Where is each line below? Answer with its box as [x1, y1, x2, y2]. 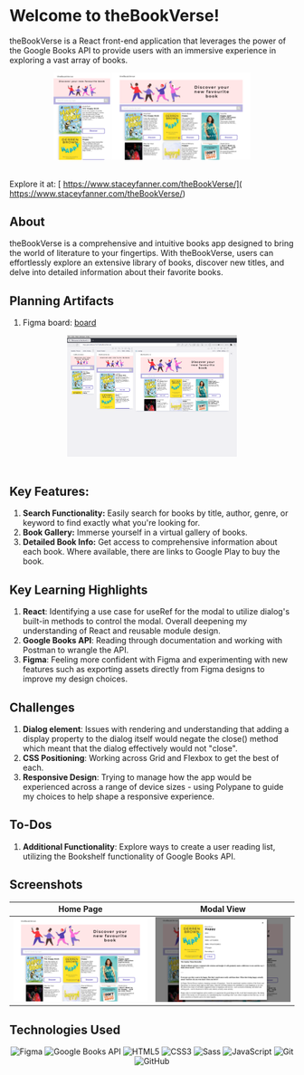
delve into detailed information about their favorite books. [9, 267, 223, 278]
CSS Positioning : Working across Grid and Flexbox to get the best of [22, 752, 280, 763]
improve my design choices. [22, 673, 128, 684]
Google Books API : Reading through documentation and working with [22, 635, 283, 646]
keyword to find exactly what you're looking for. [22, 518, 201, 528]
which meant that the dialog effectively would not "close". [22, 743, 238, 754]
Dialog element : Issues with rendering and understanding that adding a [22, 723, 290, 734]
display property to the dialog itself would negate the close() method [22, 733, 279, 744]
